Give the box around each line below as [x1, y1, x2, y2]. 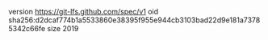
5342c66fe [8, 24, 46, 33]
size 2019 [47, 24, 79, 33]
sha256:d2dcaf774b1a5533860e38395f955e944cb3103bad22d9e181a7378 [8, 15, 261, 25]
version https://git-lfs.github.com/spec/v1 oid [8, 7, 159, 16]
